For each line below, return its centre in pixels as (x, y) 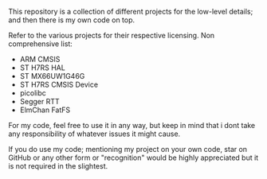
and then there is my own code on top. (72, 20)
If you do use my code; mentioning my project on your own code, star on (128, 149)
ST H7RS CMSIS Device (59, 84)
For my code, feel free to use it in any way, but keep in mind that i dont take (132, 125)
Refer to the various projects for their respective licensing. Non (112, 35)
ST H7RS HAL (42, 68)
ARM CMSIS (40, 59)
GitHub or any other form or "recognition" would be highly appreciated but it (133, 158)
